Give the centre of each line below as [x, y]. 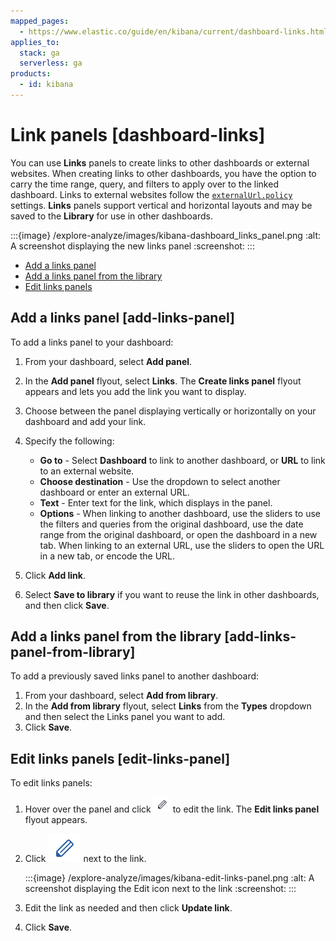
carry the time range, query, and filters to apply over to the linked [144, 184]
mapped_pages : [40, 21]
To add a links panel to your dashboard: [92, 342]
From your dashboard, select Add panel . [108, 361]
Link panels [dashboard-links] [138, 135]
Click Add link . [55, 575]
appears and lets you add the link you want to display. [135, 391]
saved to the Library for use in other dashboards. [111, 216]
